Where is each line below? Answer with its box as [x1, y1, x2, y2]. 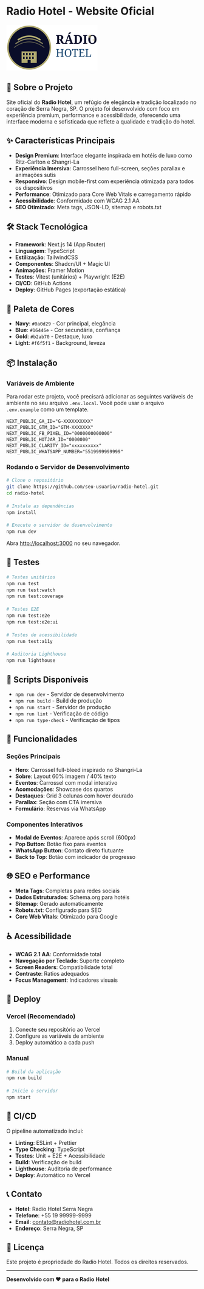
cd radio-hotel [6, 490, 45, 496]
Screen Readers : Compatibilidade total [15, 963, 113, 971]
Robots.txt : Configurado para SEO [15, 906, 102, 914]
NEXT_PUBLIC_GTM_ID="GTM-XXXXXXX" [6, 424, 94, 430]
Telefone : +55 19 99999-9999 [15, 1212, 92, 1219]
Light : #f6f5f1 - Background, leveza [15, 339, 106, 347]
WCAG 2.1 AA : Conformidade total [15, 950, 101, 957]
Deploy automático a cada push [15, 1039, 95, 1046]
